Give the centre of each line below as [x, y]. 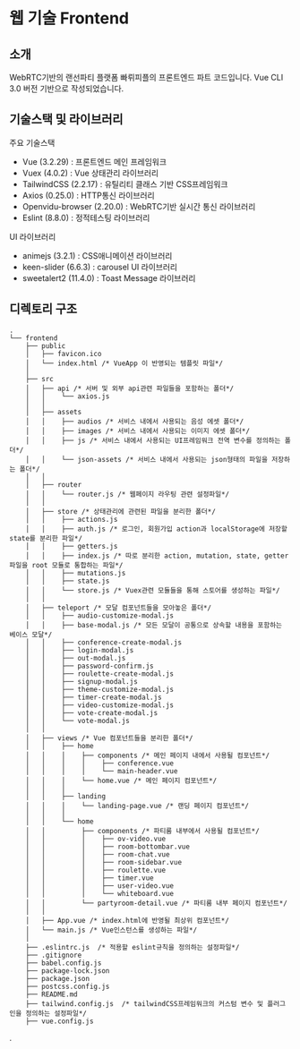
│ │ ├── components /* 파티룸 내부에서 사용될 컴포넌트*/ [142, 831]
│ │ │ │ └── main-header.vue [102, 771]
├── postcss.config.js [68, 986]
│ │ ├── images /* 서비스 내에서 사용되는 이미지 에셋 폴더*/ [138, 431]
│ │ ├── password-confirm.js [90, 666]
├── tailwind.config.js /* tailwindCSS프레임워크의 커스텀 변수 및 [145, 1003]
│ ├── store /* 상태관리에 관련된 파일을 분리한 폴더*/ [121, 511]
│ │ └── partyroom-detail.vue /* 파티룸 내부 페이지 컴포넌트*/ [157, 903]
